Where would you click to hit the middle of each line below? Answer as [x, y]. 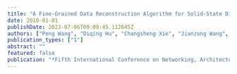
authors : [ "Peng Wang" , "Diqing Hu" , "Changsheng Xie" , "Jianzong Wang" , [118, 33]
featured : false [31, 54]
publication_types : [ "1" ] [45, 40]
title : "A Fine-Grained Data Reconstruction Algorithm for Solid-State [115, 14]
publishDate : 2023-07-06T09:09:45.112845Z [71, 27]
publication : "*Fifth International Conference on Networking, [102, 60]
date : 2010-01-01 [33, 20]
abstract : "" [26, 47]
